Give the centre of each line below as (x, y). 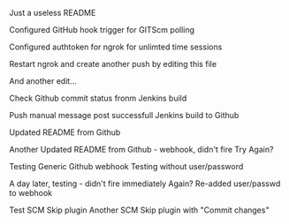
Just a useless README (53, 13)
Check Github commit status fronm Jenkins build (98, 98)
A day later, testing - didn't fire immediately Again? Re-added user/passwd (145, 183)
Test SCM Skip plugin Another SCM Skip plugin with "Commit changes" (139, 210)
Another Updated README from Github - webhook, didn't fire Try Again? (141, 149)
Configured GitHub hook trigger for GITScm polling (102, 30)
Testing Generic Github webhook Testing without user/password (126, 166)
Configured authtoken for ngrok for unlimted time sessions (116, 47)
